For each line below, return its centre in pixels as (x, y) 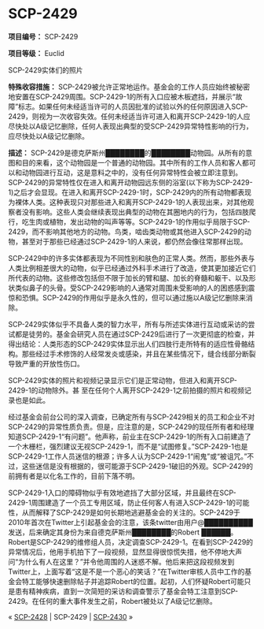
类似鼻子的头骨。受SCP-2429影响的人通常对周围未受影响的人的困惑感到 (132, 288)
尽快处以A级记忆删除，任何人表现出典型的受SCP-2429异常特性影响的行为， (130, 126)
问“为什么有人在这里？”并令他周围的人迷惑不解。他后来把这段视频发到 (121, 561)
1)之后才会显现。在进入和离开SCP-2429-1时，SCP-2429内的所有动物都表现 (130, 192)
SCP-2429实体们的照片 (46, 70)
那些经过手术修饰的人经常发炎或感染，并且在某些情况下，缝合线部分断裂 (139, 354)
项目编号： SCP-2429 (43, 36)
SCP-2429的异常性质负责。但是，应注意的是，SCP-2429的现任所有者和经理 (131, 426)
